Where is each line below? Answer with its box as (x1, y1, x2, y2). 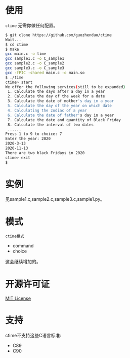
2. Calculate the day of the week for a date (7, 94, 105, 99)
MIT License (5, 295, 31, 302)
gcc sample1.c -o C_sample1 (5, 56, 65, 61)
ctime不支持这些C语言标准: (5, 333, 62, 339)
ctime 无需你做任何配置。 (5, 22, 58, 28)
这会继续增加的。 (5, 259, 41, 265)
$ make (5, 47, 19, 52)
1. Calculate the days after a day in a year (7, 89, 105, 94)
